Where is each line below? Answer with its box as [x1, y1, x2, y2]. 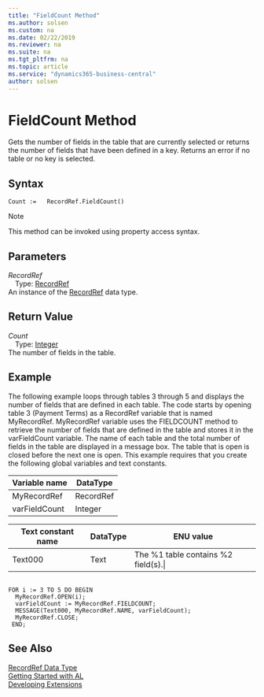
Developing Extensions [8, 679, 82, 689]
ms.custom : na [8, 26, 55, 34]
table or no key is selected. [8, 154, 96, 164]
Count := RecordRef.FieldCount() [8, 198, 125, 206]
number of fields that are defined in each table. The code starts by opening [8, 399, 251, 410]
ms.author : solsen [8, 19, 68, 27]
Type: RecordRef [15, 279, 69, 288]
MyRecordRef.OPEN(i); [15, 592, 86, 601]
